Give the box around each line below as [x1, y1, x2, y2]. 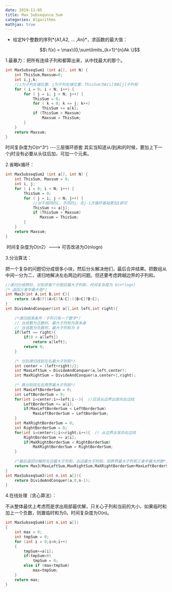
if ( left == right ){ [14, 330, 56, 335]
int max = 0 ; [14, 529, 42, 535]
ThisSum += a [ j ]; [32, 205, 70, 210]
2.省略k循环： [5, 162, 35, 168]
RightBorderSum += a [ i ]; [24, 435, 77, 440]
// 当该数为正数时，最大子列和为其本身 [14, 320, 87, 326]
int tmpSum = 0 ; [14, 534, 50, 539]
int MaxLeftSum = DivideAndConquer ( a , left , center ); [14, 368, 127, 373]
